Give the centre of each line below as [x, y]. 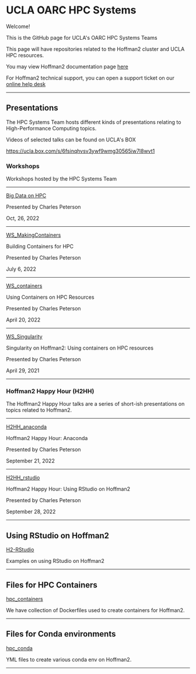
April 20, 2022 [23, 320]
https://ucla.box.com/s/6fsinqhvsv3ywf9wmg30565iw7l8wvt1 [80, 151]
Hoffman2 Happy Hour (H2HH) [50, 391]
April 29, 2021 [23, 371]
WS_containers [24, 286]
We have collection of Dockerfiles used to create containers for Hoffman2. [95, 610]
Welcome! [18, 26]
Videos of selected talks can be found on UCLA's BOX [71, 139]
